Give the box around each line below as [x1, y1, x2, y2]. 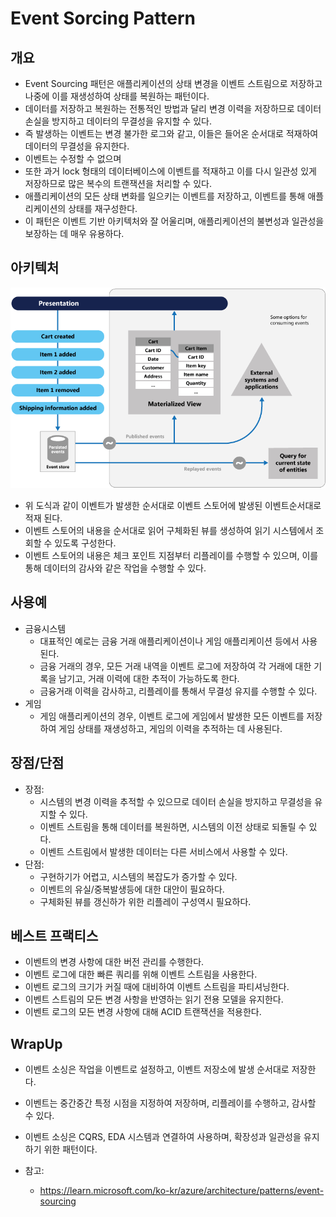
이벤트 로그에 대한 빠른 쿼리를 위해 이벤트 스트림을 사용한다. [24, 968, 258, 981]
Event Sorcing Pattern [10, 7, 197, 30]
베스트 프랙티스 [10, 927, 99, 944]
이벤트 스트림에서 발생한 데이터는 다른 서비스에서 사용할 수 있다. [39, 845, 288, 857]
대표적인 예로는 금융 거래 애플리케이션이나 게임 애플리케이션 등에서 [39, 635, 300, 647]
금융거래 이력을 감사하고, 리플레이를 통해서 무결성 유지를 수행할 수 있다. [39, 685, 318, 697]
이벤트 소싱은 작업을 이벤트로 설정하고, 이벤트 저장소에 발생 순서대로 [24, 1063, 290, 1076]
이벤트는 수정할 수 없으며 [24, 153, 122, 164]
